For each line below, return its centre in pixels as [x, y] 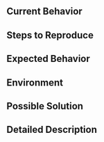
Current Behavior [44, 11]
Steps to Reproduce [50, 35]
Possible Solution [45, 106]
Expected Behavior [49, 59]
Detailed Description [52, 130]
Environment [35, 82]
